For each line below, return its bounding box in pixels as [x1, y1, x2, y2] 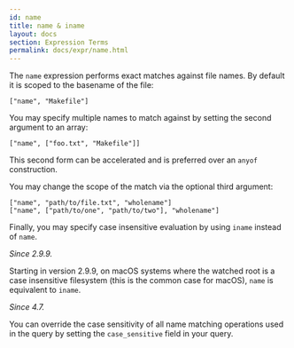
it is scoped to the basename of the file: [9, 80, 154, 91]
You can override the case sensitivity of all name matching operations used [9, 319, 284, 329]
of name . [9, 232, 38, 242]
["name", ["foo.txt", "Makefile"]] [9, 139, 141, 148]
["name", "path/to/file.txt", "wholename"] [9, 199, 173, 208]
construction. [9, 164, 58, 175]
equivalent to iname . [9, 285, 81, 296]
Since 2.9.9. [9, 249, 53, 259]
